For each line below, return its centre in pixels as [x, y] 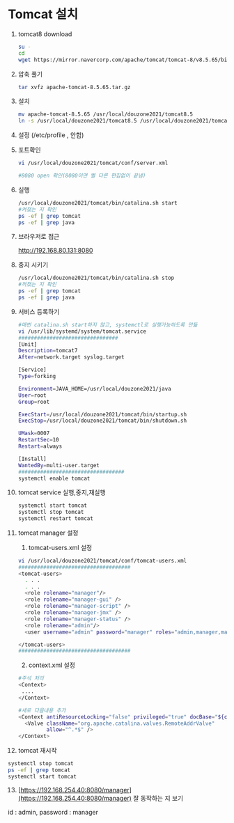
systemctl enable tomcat [54, 478]
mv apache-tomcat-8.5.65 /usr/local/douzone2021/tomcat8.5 [106, 115]
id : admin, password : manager [53, 812]
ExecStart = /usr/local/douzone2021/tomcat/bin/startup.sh [102, 414]
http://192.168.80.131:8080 [55, 251]
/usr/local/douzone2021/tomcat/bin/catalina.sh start [97, 203]
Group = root [34, 402]
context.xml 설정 [52, 665]
